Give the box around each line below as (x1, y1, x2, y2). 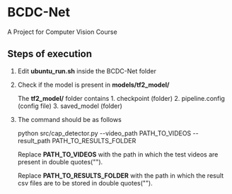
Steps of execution (7, 48, 93, 60)
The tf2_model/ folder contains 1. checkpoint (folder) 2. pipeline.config (17, 94, 225, 102)
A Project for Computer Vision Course (7, 28, 118, 36)
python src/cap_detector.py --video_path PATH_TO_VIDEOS (17, 128, 192, 138)
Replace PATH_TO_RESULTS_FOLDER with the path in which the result (17, 171, 224, 180)
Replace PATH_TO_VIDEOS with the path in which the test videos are (17, 150, 219, 159)
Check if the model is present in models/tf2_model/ (17, 80, 170, 89)
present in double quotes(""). (17, 157, 103, 166)
